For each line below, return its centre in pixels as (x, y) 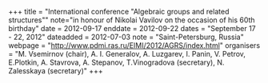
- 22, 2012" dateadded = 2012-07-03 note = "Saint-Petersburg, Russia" (126, 37)
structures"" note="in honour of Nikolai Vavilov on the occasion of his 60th (132, 20)
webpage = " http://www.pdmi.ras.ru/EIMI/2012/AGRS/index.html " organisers (134, 45)
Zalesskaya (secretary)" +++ (56, 71)
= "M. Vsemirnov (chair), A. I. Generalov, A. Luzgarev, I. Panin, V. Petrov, (127, 54)
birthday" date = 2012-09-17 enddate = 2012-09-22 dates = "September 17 (132, 28)
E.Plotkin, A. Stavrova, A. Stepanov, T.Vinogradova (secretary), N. (116, 62)
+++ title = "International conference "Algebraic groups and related (119, 12)
